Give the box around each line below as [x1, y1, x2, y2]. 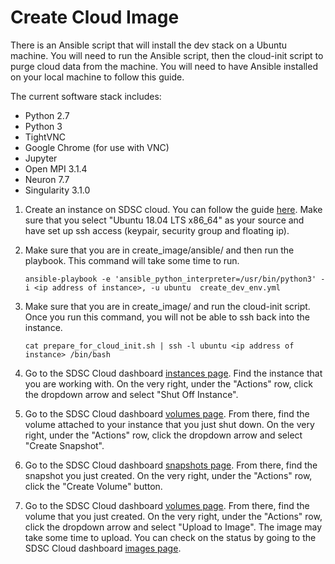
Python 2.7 [24, 109, 70, 121]
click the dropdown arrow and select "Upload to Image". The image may [24, 521, 323, 533]
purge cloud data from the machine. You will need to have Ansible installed [10, 60, 318, 72]
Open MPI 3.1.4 [24, 162, 88, 175]
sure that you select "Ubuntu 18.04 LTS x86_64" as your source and [24, 214, 305, 226]
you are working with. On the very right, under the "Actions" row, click [24, 377, 313, 390]
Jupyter [24, 152, 58, 164]
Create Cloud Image [10, 6, 180, 29]
